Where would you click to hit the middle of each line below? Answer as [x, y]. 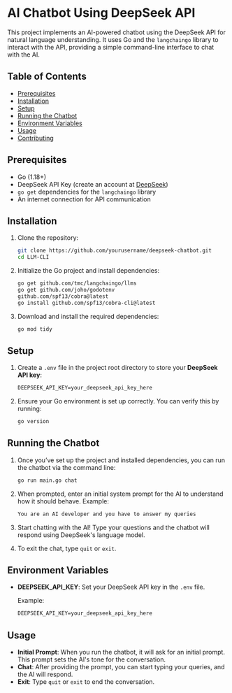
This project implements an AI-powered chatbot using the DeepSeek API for [116, 32]
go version [33, 422]
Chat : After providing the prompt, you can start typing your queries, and [121, 667]
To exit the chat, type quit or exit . [67, 548]
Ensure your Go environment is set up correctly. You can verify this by [118, 401]
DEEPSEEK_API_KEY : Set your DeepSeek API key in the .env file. [111, 587]
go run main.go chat [47, 480]
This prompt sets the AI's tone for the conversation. [92, 659]
